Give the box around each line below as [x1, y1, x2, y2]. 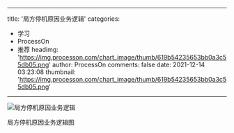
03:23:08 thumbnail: [17, 68, 76, 76]
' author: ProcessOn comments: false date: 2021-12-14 [48, 60, 205, 69]
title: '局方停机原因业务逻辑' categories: [7, 15, 120, 23]
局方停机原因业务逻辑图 [7, 118, 75, 126]
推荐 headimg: [17, 46, 59, 53]
